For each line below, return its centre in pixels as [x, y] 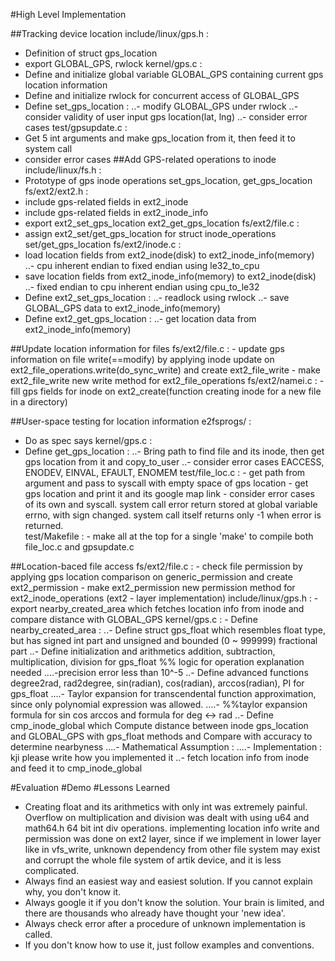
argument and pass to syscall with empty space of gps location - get [166, 483]
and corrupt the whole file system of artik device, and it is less [153, 860]
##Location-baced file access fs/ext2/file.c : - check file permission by [156, 566]
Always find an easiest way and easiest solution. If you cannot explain [168, 881]
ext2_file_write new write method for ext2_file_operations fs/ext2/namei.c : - [167, 380]
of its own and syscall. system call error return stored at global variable [171, 504]
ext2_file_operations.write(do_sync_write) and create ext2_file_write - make [165, 370]
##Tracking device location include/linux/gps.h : [110, 33]
